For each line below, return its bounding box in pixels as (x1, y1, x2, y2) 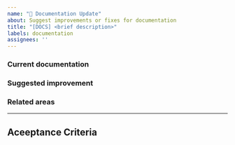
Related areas (7, 97, 55, 106)
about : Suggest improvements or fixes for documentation (7, 17, 177, 24)
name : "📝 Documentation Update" (7, 10, 101, 18)
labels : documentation (7, 29, 73, 37)
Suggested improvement (7, 78, 94, 88)
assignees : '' (7, 36, 49, 43)
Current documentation (7, 60, 90, 69)
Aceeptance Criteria (7, 126, 98, 138)
